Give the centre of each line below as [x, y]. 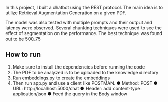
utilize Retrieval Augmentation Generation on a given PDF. [66, 13]
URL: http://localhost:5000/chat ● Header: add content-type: [77, 88]
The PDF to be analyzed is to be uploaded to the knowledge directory [86, 72]
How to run [23, 55]
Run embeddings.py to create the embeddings [61, 78]
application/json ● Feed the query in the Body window [70, 94]
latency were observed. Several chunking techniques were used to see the [83, 28]
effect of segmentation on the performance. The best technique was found [84, 33]
